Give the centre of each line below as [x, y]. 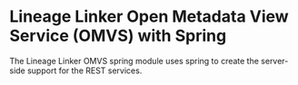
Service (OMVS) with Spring [118, 36]
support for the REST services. [84, 71]
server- [274, 61]
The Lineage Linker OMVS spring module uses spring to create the [134, 61]
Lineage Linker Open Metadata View [149, 17]
